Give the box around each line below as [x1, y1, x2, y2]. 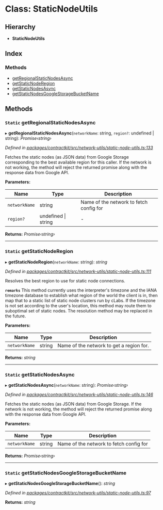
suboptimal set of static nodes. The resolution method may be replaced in [5, 308, 153, 313]
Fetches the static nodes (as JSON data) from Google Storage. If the [5, 401, 142, 407]
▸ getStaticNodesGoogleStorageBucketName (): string [5, 480, 115, 486]
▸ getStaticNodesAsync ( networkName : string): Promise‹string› [5, 382, 129, 388]
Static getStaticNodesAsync [5, 371, 75, 378]
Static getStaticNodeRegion [5, 248, 74, 255]
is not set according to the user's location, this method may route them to [5, 302, 152, 309]
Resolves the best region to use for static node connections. [5, 278, 125, 283]
